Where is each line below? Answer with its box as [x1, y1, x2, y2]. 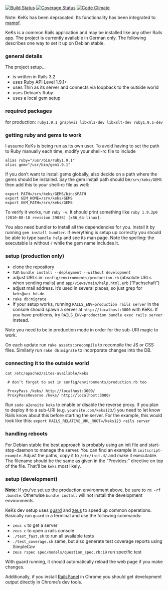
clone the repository [12, 264, 55, 270]
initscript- [137, 448, 163, 453]
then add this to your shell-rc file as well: [5, 181, 89, 187]
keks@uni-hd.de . [12, 291, 46, 297]
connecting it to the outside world [5, 360, 89, 367]
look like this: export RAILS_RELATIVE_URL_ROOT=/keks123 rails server [5, 418, 150, 424]
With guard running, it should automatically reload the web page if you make [5, 559, 163, 565]
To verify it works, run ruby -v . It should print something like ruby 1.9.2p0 [5, 209, 158, 215]
